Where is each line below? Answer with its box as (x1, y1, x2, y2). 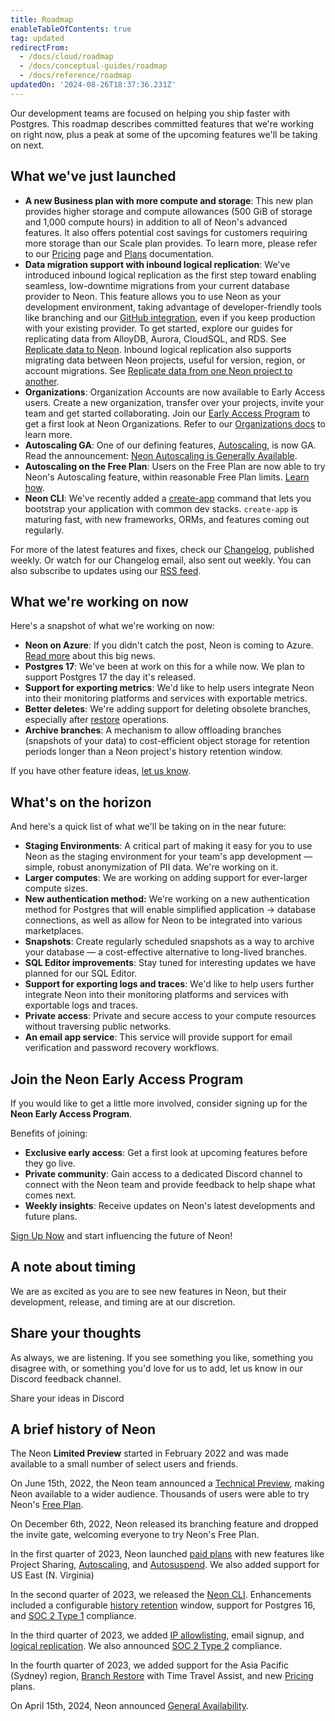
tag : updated (10, 33, 65, 43)
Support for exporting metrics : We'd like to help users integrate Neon (24, 682, 315, 694)
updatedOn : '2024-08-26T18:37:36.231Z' (10, 80, 177, 90)
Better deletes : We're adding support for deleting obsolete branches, (24, 703, 312, 715)
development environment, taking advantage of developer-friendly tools (24, 301, 322, 313)
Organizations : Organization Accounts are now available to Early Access (24, 386, 326, 398)
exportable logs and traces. (24, 999, 138, 1011)
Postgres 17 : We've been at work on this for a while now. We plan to (24, 661, 305, 673)
